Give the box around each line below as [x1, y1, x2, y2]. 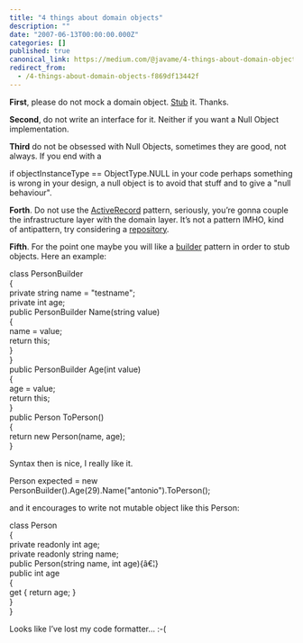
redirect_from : [9, 64, 67, 73]
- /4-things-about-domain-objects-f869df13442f [17, 72, 200, 81]
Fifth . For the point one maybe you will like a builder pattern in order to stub [9, 240, 290, 252]
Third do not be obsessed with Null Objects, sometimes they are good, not [9, 140, 287, 151]
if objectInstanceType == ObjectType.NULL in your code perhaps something [9, 168, 293, 178]
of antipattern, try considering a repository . [9, 223, 170, 234]
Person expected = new [9, 475, 98, 486]
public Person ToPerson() [9, 412, 105, 422]
